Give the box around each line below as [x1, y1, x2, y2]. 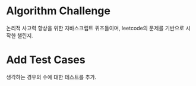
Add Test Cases [6, 53, 86, 66]
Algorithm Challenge [6, 4, 111, 18]
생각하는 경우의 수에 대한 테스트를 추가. [6, 73, 97, 81]
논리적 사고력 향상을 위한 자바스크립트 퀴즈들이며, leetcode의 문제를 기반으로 [6, 24, 185, 31]
